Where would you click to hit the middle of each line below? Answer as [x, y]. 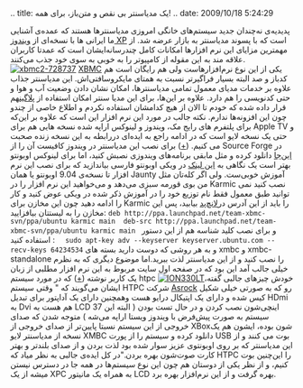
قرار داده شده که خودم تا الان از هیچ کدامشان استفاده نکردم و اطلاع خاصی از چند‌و [148, 107]
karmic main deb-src [111, 221]
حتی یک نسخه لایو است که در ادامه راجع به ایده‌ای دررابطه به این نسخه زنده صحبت [149, 136]
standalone [31, 259]
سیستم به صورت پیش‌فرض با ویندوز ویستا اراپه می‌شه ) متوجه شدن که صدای [140, 316]
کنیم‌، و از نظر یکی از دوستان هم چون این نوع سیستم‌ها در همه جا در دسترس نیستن [149, 364]
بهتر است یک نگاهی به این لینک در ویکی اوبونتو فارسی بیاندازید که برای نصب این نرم [151, 165]
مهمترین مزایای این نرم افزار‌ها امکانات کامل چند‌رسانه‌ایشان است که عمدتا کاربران [149, 50]
